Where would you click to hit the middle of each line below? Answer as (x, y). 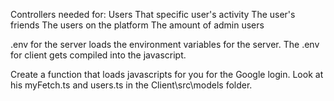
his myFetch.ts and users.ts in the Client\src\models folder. (131, 85)
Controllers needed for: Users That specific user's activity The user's (153, 14)
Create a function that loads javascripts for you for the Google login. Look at (167, 74)
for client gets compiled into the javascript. (98, 55)
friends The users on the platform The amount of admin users (137, 25)
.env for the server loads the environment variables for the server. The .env (165, 44)
